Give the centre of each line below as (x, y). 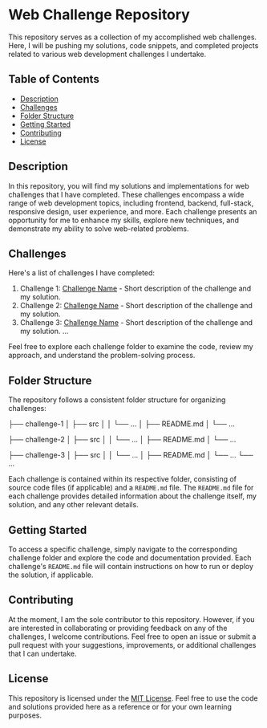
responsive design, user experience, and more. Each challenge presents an (133, 211)
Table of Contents (54, 79)
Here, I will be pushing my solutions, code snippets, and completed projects (133, 45)
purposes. (25, 715)
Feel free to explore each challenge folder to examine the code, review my (131, 347)
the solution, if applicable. (51, 575)
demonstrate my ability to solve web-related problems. (99, 228)
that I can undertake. (42, 653)
